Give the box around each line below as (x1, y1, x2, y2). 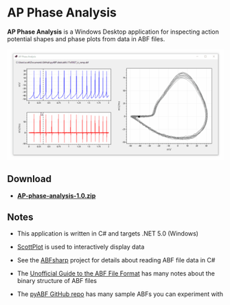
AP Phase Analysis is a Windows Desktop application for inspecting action (7, 27, 220, 36)
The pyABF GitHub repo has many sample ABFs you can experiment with (16, 290, 223, 298)
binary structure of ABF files (16, 277, 97, 285)
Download (7, 173, 51, 185)
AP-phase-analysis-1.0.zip (16, 191, 96, 200)
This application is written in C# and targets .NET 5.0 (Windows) (16, 229, 199, 238)
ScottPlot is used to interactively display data (16, 242, 145, 251)
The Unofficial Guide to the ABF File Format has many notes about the (16, 269, 215, 278)
